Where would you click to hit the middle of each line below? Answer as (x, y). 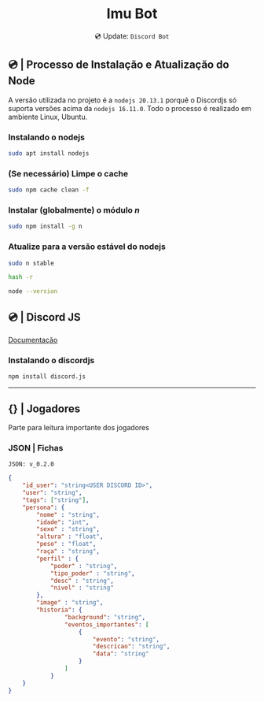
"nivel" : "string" (82, 588)
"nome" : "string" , (68, 514)
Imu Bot (132, 14)
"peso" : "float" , (66, 544)
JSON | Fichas (36, 448)
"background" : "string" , (105, 617)
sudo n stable (31, 263)
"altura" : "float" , (70, 537)
